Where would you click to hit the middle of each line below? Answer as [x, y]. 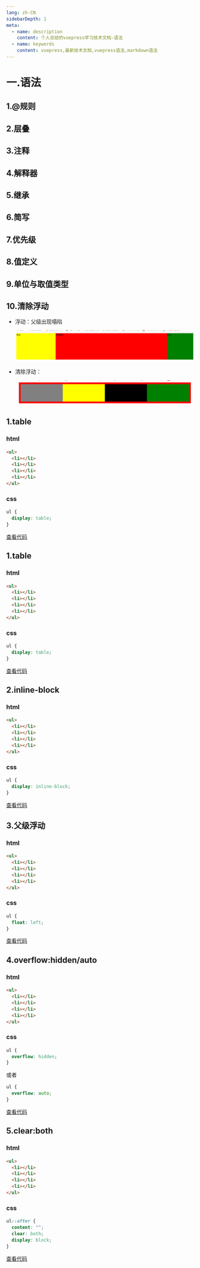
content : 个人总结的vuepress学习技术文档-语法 [70, 38]
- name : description [37, 32]
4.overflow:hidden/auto [52, 960]
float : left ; [28, 922]
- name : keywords [33, 44]
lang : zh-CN [21, 13]
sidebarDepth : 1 [26, 19]
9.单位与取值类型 [38, 284]
